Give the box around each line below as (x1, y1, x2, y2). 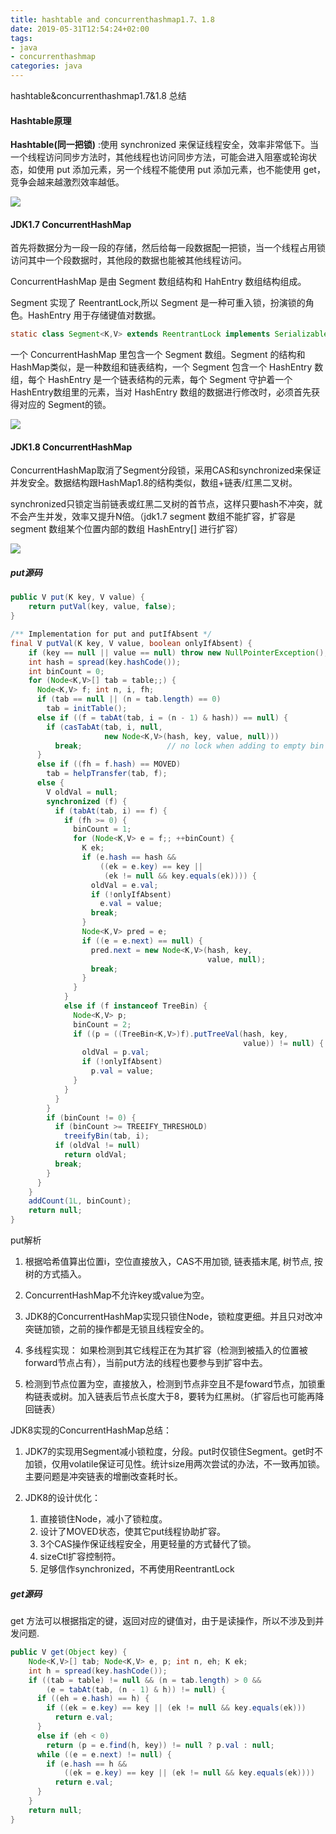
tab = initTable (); (46, 704, 128, 714)
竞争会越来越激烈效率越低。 (10, 176, 125, 188)
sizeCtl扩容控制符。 (39, 1551, 122, 1563)
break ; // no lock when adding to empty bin (54, 741, 325, 751)
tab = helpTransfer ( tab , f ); (46, 769, 168, 779)
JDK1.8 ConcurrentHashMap (10, 441, 133, 453)
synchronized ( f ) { (46, 796, 128, 806)
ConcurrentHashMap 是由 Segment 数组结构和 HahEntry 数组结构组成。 (10, 276, 307, 288)
